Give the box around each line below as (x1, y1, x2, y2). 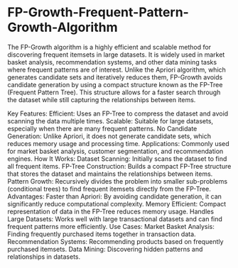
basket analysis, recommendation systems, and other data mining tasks (7, 57, 217, 66)
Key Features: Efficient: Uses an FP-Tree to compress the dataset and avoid (7, 109, 229, 118)
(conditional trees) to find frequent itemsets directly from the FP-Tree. (7, 184, 212, 193)
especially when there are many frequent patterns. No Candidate (7, 124, 198, 133)
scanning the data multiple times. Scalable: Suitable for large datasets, (7, 116, 214, 125)
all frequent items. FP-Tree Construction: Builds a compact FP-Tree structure (7, 162, 232, 170)
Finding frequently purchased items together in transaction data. (7, 230, 197, 238)
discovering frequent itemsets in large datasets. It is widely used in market (7, 50, 225, 59)
